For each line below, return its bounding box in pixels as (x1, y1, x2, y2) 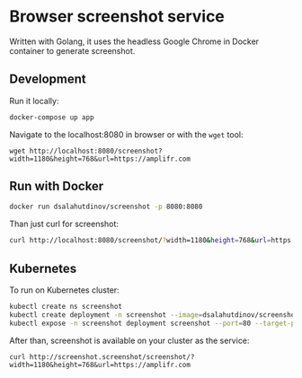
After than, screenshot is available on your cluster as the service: (9, 335, 250, 346)
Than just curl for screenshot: (9, 218, 120, 230)
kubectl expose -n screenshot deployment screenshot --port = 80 (9, 319, 252, 328)
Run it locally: (9, 95, 59, 106)
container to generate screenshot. (9, 45, 136, 56)
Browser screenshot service (9, 6, 225, 27)
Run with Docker (9, 179, 104, 194)
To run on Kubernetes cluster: (9, 285, 120, 295)
